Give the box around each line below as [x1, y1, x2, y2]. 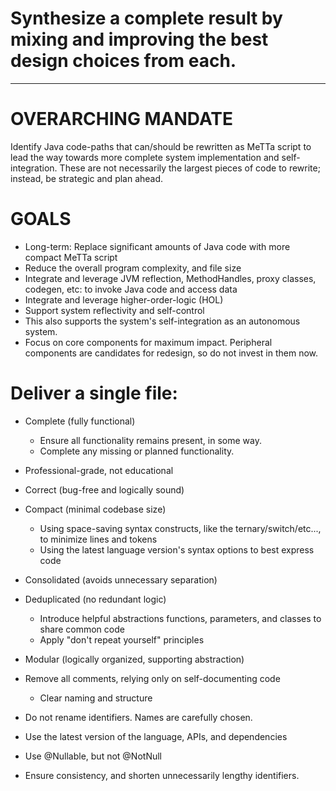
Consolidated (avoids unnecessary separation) [24, 573, 218, 586]
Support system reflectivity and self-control [24, 304, 205, 316]
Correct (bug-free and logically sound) [24, 483, 185, 496]
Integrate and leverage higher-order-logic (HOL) [24, 293, 224, 306]
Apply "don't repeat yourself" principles [39, 633, 205, 646]
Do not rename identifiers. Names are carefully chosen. [24, 711, 253, 723]
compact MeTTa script [24, 251, 118, 263]
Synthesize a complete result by [10, 7, 283, 30]
